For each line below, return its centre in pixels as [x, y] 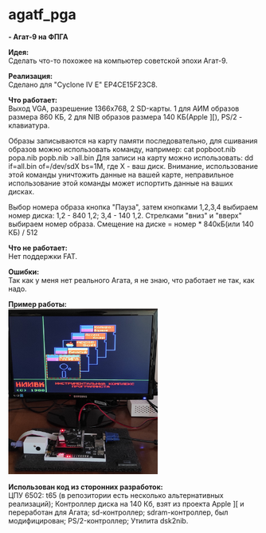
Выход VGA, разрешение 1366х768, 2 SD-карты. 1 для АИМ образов [124, 108]
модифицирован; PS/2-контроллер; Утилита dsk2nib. [98, 521]
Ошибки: [24, 272]
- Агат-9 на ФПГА [38, 37]
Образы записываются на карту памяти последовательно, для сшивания [133, 140]
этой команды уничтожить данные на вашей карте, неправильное [121, 174]
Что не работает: [38, 248]
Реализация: [31, 76]
